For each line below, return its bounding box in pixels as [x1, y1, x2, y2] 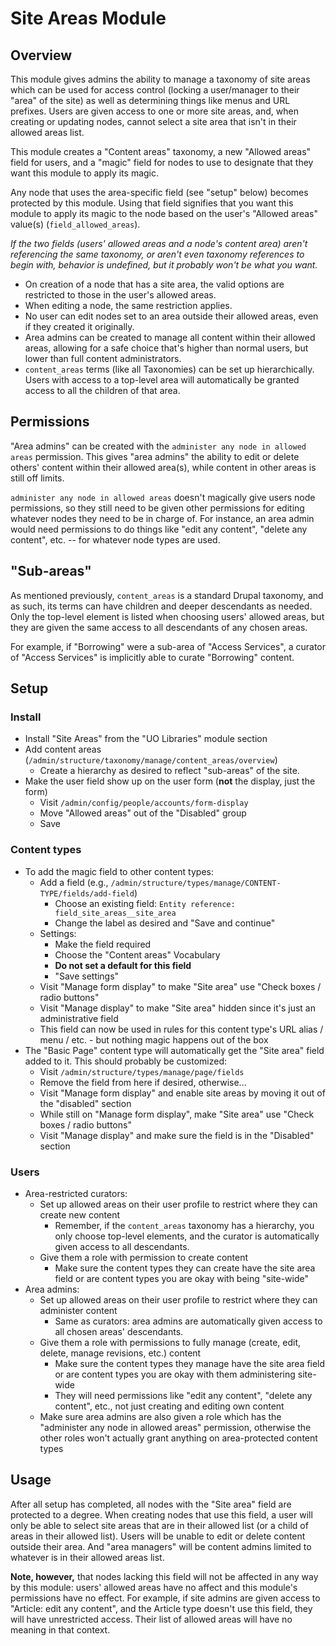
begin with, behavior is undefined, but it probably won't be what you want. [10, 259, 318, 271]
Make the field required [54, 938, 152, 950]
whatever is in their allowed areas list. [10, 1551, 165, 1563]
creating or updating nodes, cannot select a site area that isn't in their [10, 116, 297, 127]
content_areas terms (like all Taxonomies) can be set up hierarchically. [24, 363, 315, 375]
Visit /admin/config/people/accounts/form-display [39, 797, 249, 809]
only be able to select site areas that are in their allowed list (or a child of [10, 1519, 309, 1531]
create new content [39, 1208, 121, 1221]
